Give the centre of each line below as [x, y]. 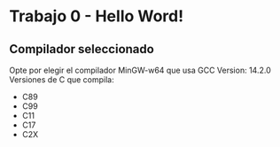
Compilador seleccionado [82, 49]
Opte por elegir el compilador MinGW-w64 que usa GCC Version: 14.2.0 [140, 70]
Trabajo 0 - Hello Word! [97, 16]
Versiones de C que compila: [62, 80]
